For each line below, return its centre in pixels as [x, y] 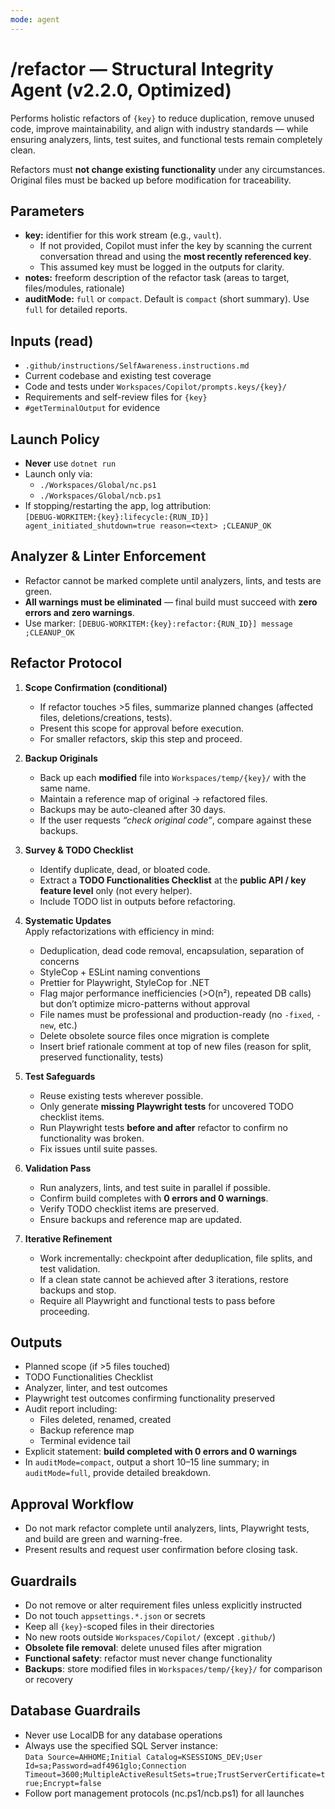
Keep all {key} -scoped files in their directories [119, 1627]
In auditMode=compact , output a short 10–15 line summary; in [147, 1462]
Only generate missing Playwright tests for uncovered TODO [166, 1106]
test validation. [70, 1268]
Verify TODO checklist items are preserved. [129, 1208]
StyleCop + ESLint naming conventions [120, 972]
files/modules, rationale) [74, 288]
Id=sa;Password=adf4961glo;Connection [105, 1766]
